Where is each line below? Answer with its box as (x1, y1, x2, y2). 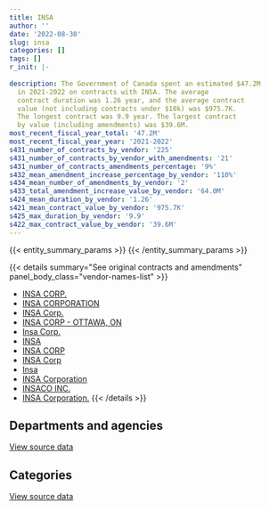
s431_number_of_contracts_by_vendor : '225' (9, 145, 174, 154)
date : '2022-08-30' (9, 29, 82, 38)
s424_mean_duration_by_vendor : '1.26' (9, 195, 153, 205)
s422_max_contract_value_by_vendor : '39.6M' (9, 220, 177, 229)
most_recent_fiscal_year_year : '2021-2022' (9, 137, 174, 146)
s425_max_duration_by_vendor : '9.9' (9, 211, 145, 221)
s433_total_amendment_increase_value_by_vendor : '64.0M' (9, 187, 225, 196)
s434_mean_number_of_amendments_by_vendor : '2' (9, 179, 190, 188)
